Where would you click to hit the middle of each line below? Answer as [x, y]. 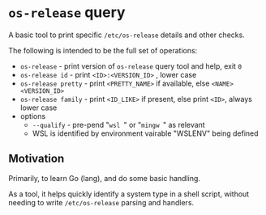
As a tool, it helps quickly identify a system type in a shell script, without [129, 194]
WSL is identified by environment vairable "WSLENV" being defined [145, 133]
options [33, 116]
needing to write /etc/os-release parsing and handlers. [101, 202]
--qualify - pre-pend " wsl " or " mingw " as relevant [118, 124]
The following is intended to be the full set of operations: [103, 50]
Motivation [36, 159]
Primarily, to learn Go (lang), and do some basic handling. [105, 178]
